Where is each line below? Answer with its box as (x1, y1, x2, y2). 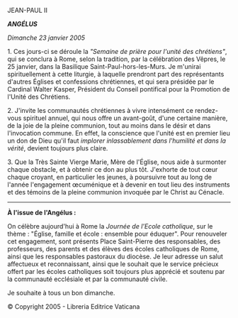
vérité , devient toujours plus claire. (7, 144, 108, 152)
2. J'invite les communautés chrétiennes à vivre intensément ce (7, 106, 193, 114)
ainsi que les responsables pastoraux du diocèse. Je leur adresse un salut (7, 252, 223, 261)
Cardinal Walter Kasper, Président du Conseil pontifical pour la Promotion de (7, 85, 230, 93)
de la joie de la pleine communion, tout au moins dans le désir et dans (7, 121, 211, 130)
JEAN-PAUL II (7, 6, 48, 14)
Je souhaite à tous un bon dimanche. (7, 289, 115, 297)
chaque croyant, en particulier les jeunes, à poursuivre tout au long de (7, 173, 212, 181)
